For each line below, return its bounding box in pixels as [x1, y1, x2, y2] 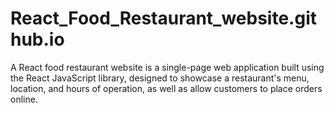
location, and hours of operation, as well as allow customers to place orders [10, 82, 323, 94]
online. [10, 93, 38, 105]
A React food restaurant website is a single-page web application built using [10, 61, 325, 73]
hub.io [10, 28, 65, 51]
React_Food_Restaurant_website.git [10, 7, 317, 30]
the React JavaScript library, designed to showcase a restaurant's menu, [10, 72, 310, 84]
